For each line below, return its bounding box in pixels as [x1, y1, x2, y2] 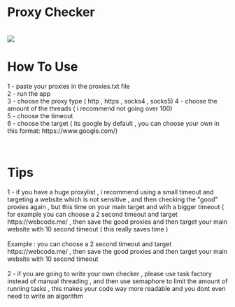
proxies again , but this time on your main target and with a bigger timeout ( [7, 202, 225, 210]
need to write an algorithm [7, 292, 83, 300]
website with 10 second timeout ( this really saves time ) [7, 224, 169, 233]
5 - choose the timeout [7, 111, 73, 120]
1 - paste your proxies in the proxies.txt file [7, 82, 131, 90]
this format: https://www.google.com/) [7, 127, 118, 135]
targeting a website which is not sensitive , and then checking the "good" [7, 195, 218, 204]
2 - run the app [7, 89, 51, 98]
